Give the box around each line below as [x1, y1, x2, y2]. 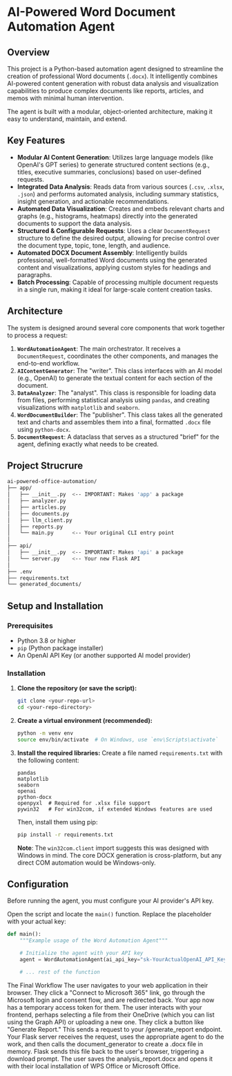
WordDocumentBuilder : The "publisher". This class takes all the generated [17, 410, 223, 419]
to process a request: [7, 331, 68, 339]
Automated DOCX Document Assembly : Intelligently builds [17, 248, 188, 256]
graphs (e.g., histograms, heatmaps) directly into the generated [17, 211, 198, 220]
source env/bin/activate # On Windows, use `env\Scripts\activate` [17, 736, 219, 743]
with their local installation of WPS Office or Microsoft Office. [7, 1061, 181, 1070]
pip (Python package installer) [17, 644, 104, 652]
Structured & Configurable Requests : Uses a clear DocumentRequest [17, 226, 211, 235]
